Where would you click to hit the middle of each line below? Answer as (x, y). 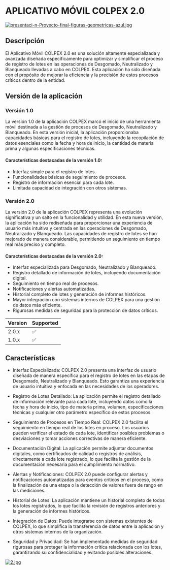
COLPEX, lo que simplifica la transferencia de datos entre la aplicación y (88, 526)
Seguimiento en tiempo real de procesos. (56, 283)
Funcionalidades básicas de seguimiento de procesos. (70, 177)
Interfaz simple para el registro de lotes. (54, 171)
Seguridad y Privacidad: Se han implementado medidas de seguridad (85, 542)
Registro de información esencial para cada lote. (63, 182)
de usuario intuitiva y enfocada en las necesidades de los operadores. (86, 386)
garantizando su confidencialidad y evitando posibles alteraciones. (82, 552)
